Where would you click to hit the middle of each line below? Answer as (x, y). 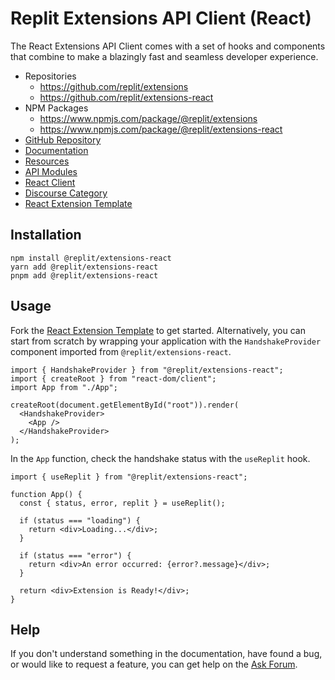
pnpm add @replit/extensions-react (84, 275)
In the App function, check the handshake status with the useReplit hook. (160, 458)
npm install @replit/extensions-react (91, 258)
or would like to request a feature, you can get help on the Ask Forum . (154, 664)
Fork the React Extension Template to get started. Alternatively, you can (158, 330)
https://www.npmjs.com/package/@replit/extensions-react (161, 129)
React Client (50, 182)
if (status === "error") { (75, 555)
